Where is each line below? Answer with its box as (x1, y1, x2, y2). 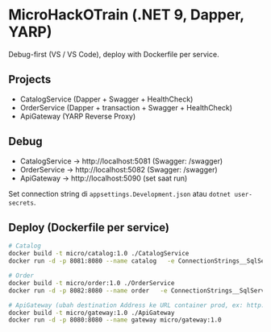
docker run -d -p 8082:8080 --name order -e (8, 286, 168, 295)
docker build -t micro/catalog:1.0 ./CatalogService (8, 250, 190, 258)
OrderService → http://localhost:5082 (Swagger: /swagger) (19, 164, 218, 174)
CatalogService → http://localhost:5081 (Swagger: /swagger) (19, 156, 223, 166)
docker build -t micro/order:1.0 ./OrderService (8, 279, 175, 287)
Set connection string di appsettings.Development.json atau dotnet (8, 189, 231, 198)
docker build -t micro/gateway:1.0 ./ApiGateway (8, 309, 175, 317)
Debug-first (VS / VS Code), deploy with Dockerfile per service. (8, 49, 219, 59)
